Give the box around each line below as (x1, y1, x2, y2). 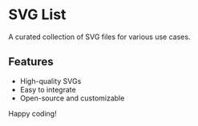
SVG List (8, 6, 67, 24)
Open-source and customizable (19, 93, 125, 103)
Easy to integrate (19, 85, 76, 94)
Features (8, 55, 54, 69)
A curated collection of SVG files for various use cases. (8, 32, 191, 41)
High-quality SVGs (19, 76, 82, 85)
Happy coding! (8, 108, 58, 118)
